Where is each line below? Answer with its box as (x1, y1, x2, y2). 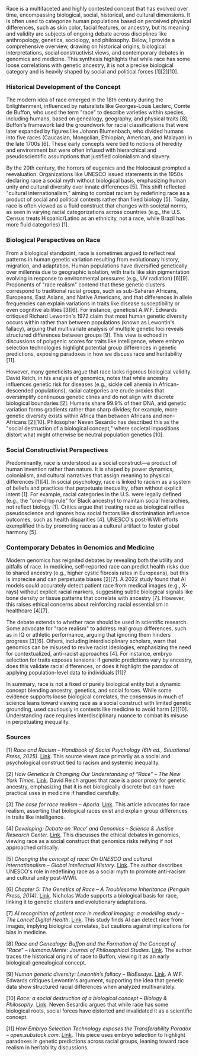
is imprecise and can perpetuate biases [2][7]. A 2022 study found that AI (6, 576, 187, 583)
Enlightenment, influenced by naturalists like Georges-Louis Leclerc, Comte (6, 103, 191, 110)
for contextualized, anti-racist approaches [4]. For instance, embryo (6, 650, 172, 657)
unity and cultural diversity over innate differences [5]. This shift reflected (6, 183, 186, 190)
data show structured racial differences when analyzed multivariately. (6, 983, 176, 991)
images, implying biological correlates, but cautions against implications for (6, 922, 190, 930)
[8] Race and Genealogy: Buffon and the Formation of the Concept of (6, 940, 176, 947)
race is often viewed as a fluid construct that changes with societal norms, (6, 202, 188, 209)
